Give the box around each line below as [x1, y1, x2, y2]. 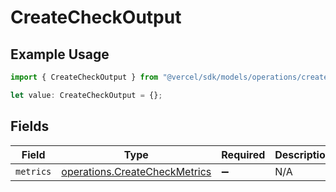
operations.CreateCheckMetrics [61, 164, 212, 178]
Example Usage [10, 46, 110, 63]
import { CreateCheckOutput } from [10, 72, 159, 82]
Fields [10, 118, 50, 135]
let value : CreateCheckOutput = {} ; [10, 90, 163, 100]
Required [221, 147, 266, 161]
